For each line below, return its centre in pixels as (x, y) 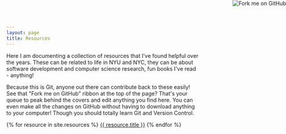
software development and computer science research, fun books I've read (101, 69)
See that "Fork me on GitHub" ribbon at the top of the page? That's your (97, 93)
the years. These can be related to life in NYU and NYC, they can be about (100, 62)
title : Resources (28, 38)
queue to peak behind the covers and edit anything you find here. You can (100, 100)
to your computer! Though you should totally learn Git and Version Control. (100, 113)
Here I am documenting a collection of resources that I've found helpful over (102, 55)
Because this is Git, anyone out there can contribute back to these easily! (98, 87)
